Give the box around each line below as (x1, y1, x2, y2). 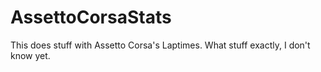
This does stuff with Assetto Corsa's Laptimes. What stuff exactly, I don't (10, 39, 311, 51)
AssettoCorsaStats (10, 6, 172, 29)
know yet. (10, 49, 51, 61)
